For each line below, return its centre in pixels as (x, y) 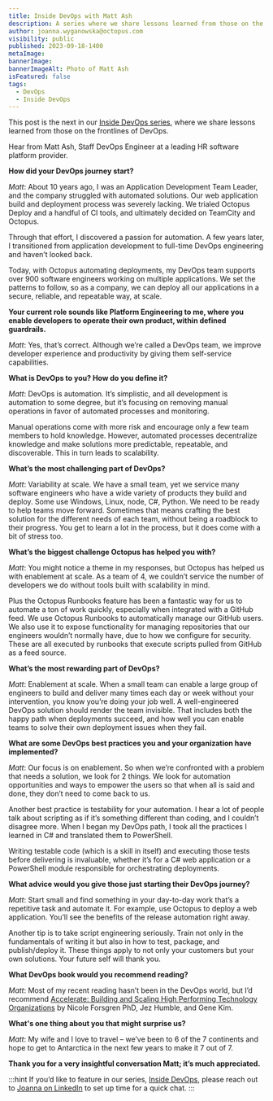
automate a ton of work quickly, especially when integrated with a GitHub (131, 609)
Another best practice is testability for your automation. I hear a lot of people (136, 810)
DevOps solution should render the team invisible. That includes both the (130, 710)
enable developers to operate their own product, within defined (117, 321)
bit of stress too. (36, 536)
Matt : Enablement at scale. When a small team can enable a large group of (133, 684)
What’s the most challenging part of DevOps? (87, 469)
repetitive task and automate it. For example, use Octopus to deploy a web (133, 909)
